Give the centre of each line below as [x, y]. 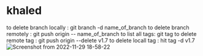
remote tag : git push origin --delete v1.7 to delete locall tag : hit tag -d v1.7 [101, 40]
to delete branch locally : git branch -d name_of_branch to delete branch [98, 27]
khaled [24, 11]
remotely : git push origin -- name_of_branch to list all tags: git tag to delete [101, 33]
